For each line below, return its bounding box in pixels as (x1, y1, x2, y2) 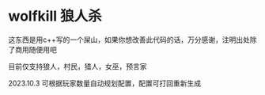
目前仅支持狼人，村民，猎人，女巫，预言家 (8, 61, 147, 71)
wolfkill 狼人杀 (8, 7, 102, 25)
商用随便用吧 (14, 44, 57, 54)
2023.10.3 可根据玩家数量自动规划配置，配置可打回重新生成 (8, 78, 202, 88)
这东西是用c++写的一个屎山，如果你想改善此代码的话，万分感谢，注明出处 (8, 35, 251, 44)
